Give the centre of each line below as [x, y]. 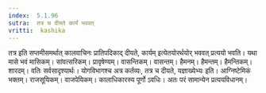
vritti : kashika [37, 30]
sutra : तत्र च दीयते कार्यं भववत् [51, 23]
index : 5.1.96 [33, 15]
